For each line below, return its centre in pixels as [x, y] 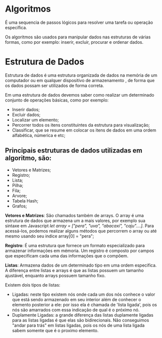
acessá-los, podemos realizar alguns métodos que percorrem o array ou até [81, 231]
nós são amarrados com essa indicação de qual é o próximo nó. [76, 310]
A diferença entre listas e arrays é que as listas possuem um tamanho [74, 270]
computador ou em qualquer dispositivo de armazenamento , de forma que [80, 80]
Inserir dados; [26, 109]
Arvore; [20, 196]
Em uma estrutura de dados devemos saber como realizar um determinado [80, 95]
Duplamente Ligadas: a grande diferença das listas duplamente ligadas [83, 315]
